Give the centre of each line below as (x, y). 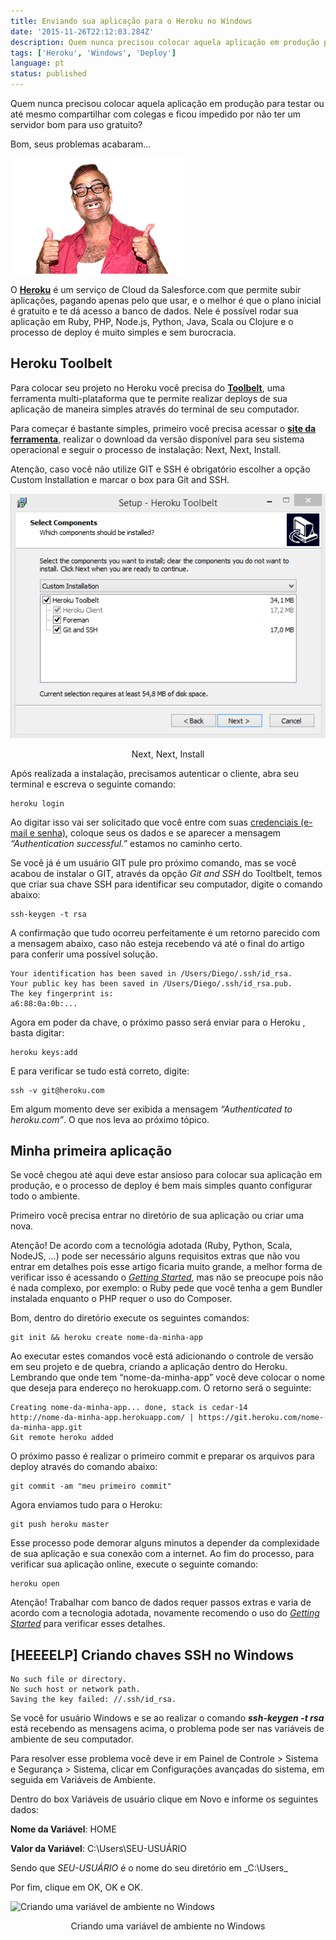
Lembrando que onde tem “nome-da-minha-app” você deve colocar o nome (168, 1377)
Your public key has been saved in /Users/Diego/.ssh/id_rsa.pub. (151, 983)
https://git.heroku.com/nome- (261, 1418)
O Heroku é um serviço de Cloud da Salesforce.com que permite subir (156, 289)
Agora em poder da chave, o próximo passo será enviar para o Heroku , (158, 1022)
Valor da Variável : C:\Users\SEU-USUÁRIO (98, 1849)
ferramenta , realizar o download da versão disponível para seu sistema (157, 439)
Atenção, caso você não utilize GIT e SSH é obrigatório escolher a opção (160, 469)
